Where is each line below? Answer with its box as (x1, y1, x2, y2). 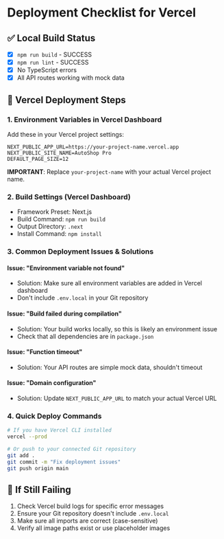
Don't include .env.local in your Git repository (16, 294, 149, 302)
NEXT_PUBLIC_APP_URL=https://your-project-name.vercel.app (7, 143, 179, 151)
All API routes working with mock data (16, 74, 125, 82)
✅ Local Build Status (7, 32, 96, 44)
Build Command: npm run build (16, 215, 106, 223)
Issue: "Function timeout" (7, 348, 83, 356)
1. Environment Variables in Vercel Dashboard (7, 115, 162, 124)
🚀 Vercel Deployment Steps (7, 94, 127, 106)
